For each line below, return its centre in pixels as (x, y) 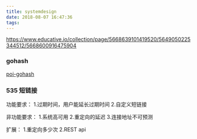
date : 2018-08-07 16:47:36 (39, 17)
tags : (13, 22)
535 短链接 (22, 90)
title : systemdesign (32, 12)
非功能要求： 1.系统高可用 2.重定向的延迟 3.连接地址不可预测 (80, 117)
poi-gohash (20, 74)
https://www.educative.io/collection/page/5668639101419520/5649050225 (98, 40)
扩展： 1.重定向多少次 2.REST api (46, 129)
